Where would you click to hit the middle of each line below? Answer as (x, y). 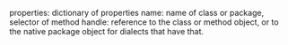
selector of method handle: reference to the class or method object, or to (144, 22)
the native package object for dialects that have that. (107, 31)
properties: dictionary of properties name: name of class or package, (137, 13)
